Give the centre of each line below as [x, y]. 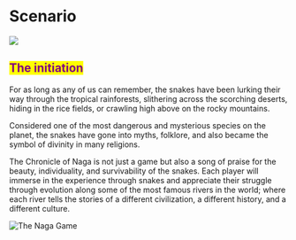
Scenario [43, 16]
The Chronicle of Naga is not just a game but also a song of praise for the [143, 161]
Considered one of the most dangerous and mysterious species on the [138, 125]
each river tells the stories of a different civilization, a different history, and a [148, 199]
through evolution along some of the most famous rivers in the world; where [148, 190]
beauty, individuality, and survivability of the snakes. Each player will [134, 171]
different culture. [40, 208]
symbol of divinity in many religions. [75, 144]
